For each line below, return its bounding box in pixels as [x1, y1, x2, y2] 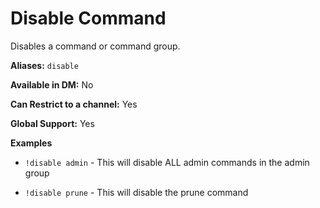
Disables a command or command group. [10, 40, 181, 52]
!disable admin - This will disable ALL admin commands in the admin [24, 156, 310, 168]
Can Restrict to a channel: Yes [10, 98, 138, 110]
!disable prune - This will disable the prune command [24, 186, 249, 198]
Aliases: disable [10, 59, 79, 71]
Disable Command [10, 7, 167, 30]
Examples [10, 137, 53, 149]
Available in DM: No [10, 78, 94, 91]
